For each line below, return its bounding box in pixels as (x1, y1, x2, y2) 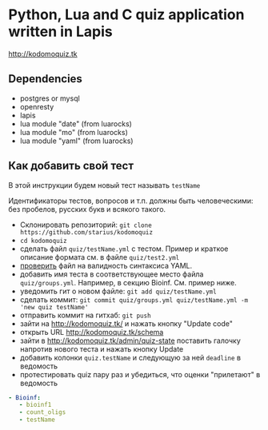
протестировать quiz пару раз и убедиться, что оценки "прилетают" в (19, 369, 261, 379)
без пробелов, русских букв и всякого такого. (8, 204, 166, 213)
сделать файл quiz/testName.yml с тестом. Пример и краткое (19, 244, 229, 253)
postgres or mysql (19, 94, 80, 103)
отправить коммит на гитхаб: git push (19, 310, 151, 320)
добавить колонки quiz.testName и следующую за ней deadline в (19, 352, 242, 362)
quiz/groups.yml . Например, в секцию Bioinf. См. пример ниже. (19, 277, 238, 287)
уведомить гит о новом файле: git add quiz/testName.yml (19, 286, 218, 296)
